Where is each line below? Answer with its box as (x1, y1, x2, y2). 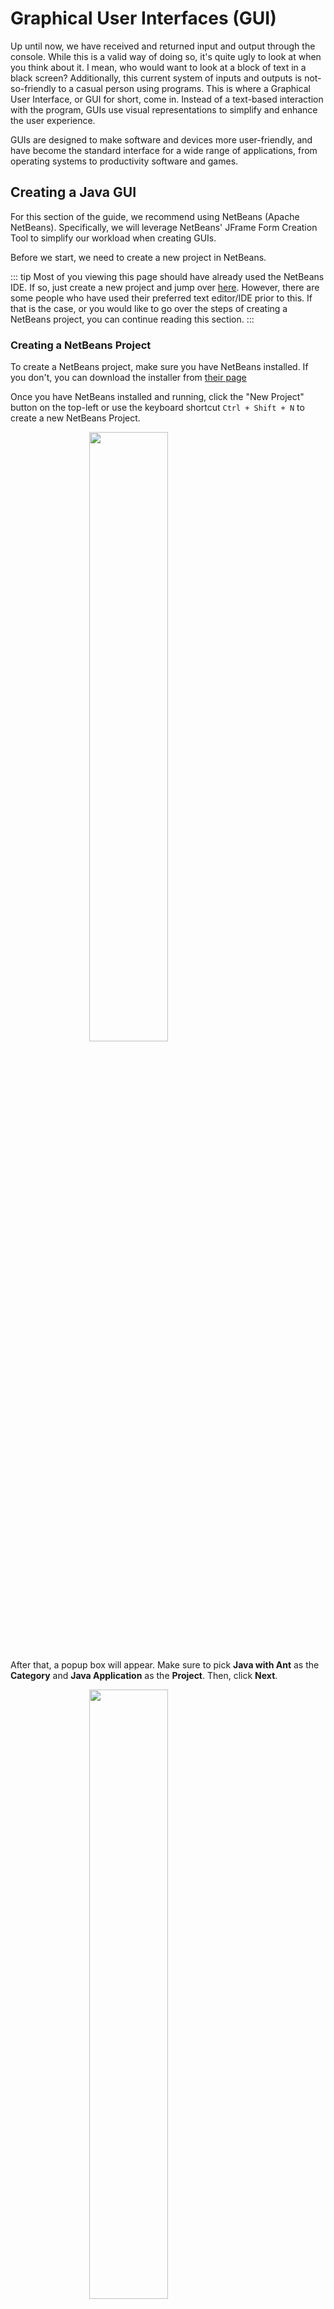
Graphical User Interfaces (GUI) (10, 7, 277, 30)
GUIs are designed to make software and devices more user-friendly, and (10, 133, 313, 146)
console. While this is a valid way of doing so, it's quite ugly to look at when (10, 50, 322, 62)
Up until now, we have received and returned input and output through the (10, 40, 316, 52)
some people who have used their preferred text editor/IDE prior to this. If (10, 292, 313, 304)
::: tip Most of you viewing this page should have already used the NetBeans (10, 270, 325, 282)
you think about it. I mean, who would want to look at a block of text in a (10, 61, 307, 73)
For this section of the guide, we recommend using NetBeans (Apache (10, 210, 300, 222)
